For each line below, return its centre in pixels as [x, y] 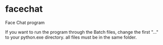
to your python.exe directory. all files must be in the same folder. [71, 37]
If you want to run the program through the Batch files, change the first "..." [82, 32]
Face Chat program [25, 22]
